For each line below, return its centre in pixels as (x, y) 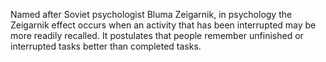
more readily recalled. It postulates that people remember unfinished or (157, 35)
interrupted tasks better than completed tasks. (106, 46)
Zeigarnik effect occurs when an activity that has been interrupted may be (163, 25)
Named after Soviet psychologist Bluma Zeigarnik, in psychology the (151, 14)
